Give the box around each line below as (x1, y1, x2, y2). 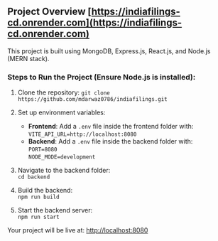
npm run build (17, 193, 60, 201)
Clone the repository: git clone (17, 88, 110, 97)
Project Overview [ (7, 6, 92, 18)
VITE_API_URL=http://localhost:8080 (28, 131, 137, 138)
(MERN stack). (7, 54, 50, 63)
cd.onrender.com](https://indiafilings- (7, 17, 182, 29)
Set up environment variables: (17, 108, 106, 117)
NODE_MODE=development (28, 154, 96, 161)
